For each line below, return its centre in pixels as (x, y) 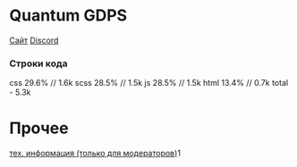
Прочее (39, 128)
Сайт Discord (34, 40)
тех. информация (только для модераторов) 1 (95, 154)
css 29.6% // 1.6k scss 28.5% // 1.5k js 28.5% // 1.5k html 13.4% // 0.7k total (149, 83)
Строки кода (39, 63)
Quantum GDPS (68, 16)
